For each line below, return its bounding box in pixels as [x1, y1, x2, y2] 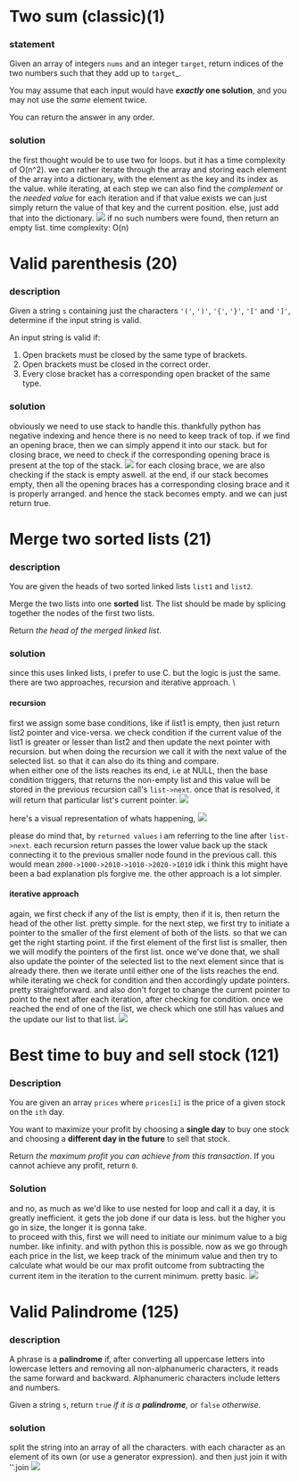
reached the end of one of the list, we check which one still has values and [9, 1003, 285, 1014]
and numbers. [9, 1382, 61, 1394]
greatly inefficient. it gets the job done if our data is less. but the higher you [9, 1212, 286, 1223]
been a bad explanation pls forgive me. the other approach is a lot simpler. [9, 868, 283, 878]
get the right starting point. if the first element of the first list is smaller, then [9, 936, 287, 947]
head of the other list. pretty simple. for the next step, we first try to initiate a [9, 918, 290, 928]
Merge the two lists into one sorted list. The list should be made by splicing [9, 598, 287, 609]
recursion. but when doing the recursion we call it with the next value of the [9, 745, 287, 756]
